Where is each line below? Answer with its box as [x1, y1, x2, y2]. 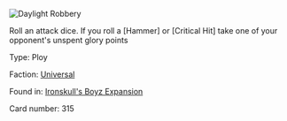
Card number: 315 [9, 103, 75, 114]
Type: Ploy [9, 52, 49, 62]
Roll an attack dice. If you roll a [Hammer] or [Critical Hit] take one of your [9, 26, 278, 35]
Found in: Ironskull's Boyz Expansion [9, 87, 143, 96]
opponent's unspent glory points [9, 35, 128, 45]
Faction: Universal [9, 69, 75, 79]
